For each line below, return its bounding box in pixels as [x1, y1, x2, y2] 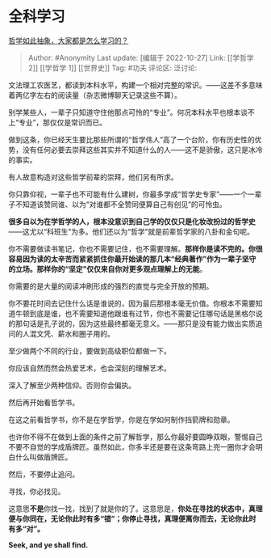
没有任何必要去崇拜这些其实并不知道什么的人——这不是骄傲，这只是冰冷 [22, 145, 263, 154]
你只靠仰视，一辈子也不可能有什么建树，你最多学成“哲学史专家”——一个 [8, 189, 248, 199]
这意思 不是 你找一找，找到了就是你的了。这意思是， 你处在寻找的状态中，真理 [8, 503, 263, 514]
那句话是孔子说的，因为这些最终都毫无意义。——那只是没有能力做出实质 [15, 319, 256, 328]
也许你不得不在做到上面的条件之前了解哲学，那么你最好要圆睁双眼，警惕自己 [8, 432, 263, 442]
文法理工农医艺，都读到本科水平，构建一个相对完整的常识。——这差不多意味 [8, 80, 263, 90]
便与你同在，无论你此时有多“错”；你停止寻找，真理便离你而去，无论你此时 [8, 514, 256, 523]
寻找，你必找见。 [8, 486, 65, 496]
